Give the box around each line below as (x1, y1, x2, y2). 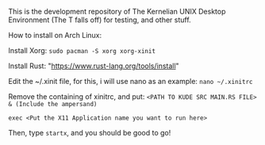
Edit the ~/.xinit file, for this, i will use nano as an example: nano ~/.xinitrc (8, 77, 253, 86)
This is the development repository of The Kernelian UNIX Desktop (8, 7, 226, 16)
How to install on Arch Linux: (8, 31, 102, 40)
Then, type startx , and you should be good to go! (8, 128, 171, 137)
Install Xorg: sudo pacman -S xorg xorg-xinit (8, 46, 156, 55)
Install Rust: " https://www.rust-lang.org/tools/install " (8, 61, 180, 71)
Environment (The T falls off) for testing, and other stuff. (8, 15, 192, 25)
